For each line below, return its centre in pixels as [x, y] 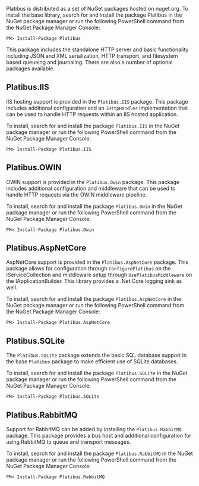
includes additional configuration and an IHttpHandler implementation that [97, 108]
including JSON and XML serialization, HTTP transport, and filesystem [92, 56]
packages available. [31, 68]
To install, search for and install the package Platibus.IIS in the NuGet [93, 126]
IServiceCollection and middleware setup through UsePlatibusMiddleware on [99, 275]
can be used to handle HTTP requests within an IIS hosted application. [92, 114]
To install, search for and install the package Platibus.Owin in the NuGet [94, 206]
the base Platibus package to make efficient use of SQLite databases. [92, 362]
